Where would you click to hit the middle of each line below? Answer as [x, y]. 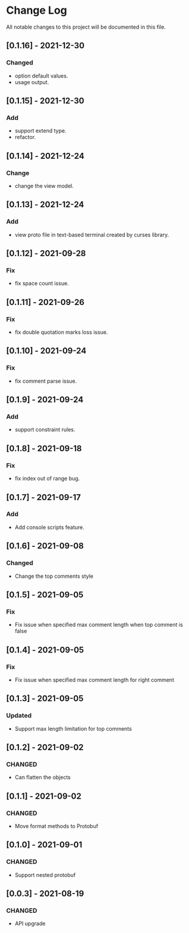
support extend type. [40, 131]
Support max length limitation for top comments [73, 728]
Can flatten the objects [43, 777]
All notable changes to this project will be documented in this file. [86, 27]
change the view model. [44, 186]
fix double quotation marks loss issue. [61, 332]
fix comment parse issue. [46, 381]
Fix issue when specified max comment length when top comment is [99, 625]
